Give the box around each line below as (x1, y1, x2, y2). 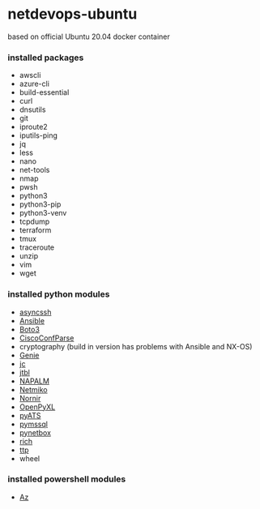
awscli (19, 71, 41, 80)
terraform (19, 225, 52, 235)
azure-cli (19, 79, 50, 89)
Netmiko (19, 384, 48, 394)
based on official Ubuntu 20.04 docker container (7, 32, 171, 41)
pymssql (19, 419, 48, 429)
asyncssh (19, 307, 52, 317)
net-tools (19, 165, 50, 175)
